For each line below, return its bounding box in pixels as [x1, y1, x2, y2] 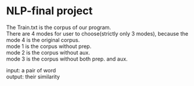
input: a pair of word [6, 66, 56, 74]
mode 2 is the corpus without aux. [6, 49, 91, 56]
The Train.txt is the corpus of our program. [6, 24, 112, 31]
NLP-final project [6, 4, 93, 18]
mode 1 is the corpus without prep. [6, 43, 91, 50]
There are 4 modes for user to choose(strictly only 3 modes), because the [6, 30, 189, 37]
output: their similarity [6, 73, 60, 80]
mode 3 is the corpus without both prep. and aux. [6, 55, 128, 62]
